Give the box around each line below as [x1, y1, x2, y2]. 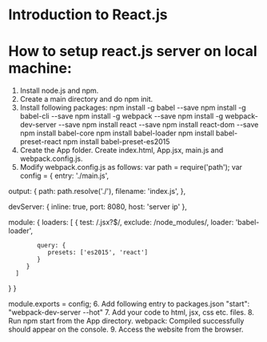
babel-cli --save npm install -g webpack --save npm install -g [19, 111, 224, 121]
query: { [37, 242, 66, 250]
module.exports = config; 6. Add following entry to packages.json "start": [8, 299, 250, 309]
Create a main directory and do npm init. [19, 95, 153, 104]
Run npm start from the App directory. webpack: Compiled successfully [8, 316, 245, 326]
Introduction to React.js [8, 6, 168, 24]
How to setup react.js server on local [8, 42, 257, 61]
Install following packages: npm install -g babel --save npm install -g [19, 103, 246, 113]
